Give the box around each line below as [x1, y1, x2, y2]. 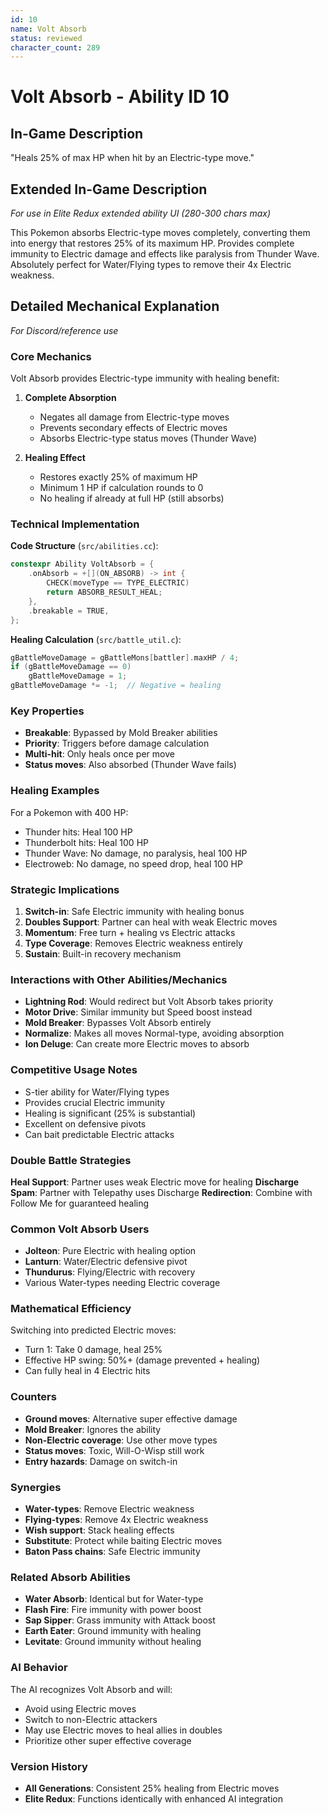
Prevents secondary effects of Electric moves [39, 422, 228, 434]
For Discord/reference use [10, 324, 119, 336]
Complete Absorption [24, 392, 117, 404]
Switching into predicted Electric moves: [10, 1324, 177, 1336]
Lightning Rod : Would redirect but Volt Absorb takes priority [24, 996, 274, 1008]
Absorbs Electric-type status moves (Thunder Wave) [39, 432, 258, 445]
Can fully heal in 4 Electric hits [24, 1365, 151, 1377]
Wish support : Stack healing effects [24, 1524, 175, 1536]
